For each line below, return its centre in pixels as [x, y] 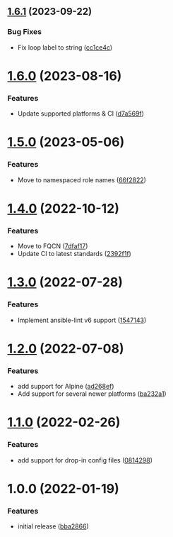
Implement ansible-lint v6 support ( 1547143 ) [82, 320]
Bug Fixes [25, 32]
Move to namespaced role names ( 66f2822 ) [82, 179]
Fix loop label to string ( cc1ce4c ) [65, 47]
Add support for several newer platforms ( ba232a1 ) [92, 394]
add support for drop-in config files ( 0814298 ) [85, 460]
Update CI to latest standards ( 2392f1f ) [74, 254]
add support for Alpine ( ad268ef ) [66, 387]
